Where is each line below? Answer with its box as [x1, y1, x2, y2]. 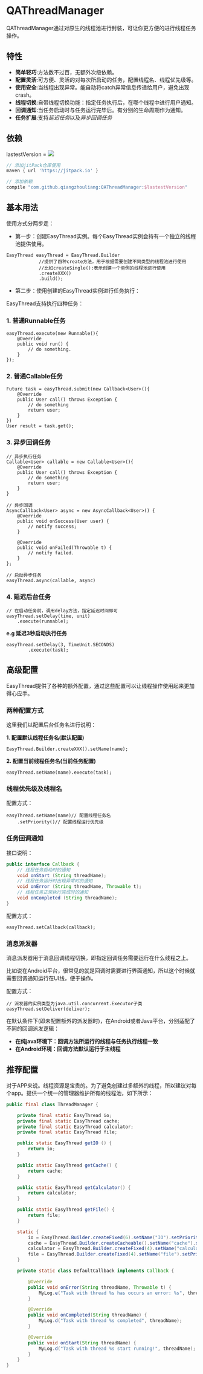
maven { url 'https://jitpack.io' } [6, 167, 98, 174]
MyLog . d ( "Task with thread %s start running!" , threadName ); [38, 1346, 196, 1352]
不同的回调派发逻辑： [6, 1025, 59, 1032]
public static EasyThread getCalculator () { [17, 1184, 131, 1191]
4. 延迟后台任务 [6, 592, 51, 601]
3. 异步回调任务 [6, 438, 51, 447]
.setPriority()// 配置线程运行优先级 [17, 819, 104, 825]
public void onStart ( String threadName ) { [28, 1340, 137, 1346]
